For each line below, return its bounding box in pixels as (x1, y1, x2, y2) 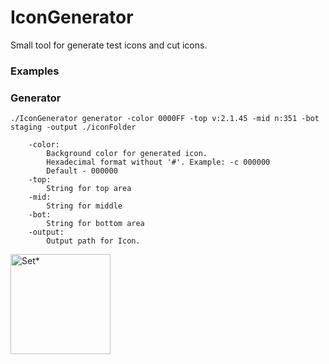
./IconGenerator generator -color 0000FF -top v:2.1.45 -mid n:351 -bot (10, 114, 320, 124)
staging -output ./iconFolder (10, 122, 137, 133)
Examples (10, 64, 60, 78)
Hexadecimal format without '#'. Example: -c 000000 (46, 157, 271, 168)
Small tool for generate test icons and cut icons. (10, 39, 208, 51)
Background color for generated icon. (46, 149, 208, 159)
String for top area (46, 184, 132, 194)
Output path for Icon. (46, 236, 141, 246)
